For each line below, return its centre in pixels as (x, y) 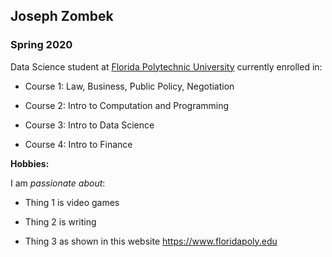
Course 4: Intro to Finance (78, 144)
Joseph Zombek (62, 16)
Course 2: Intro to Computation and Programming (127, 105)
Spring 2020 (41, 45)
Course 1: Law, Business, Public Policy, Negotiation (129, 86)
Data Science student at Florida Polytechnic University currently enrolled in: (166, 66)
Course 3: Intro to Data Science (89, 125)
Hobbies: (30, 163)
